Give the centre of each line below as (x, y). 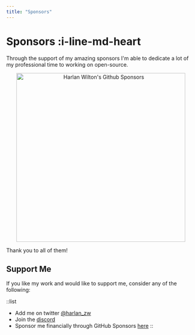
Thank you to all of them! (37, 250)
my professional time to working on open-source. (67, 64)
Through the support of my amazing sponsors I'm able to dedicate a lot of (97, 58)
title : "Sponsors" (29, 12)
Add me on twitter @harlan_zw (53, 313)
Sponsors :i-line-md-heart (73, 41)
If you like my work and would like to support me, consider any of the (91, 283)
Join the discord (35, 319)
